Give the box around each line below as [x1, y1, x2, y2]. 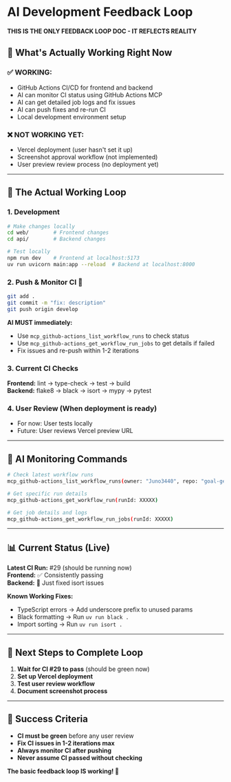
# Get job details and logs [7, 509, 88, 516]
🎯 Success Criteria [7, 713, 88, 725]
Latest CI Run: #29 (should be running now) [7, 563, 132, 572]
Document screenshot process [16, 687, 108, 695]
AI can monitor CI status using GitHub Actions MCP [16, 90, 163, 99]
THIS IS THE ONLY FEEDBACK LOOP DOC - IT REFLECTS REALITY [7, 27, 197, 35]
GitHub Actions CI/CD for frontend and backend [16, 83, 153, 92]
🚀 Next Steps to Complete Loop [7, 646, 143, 659]
